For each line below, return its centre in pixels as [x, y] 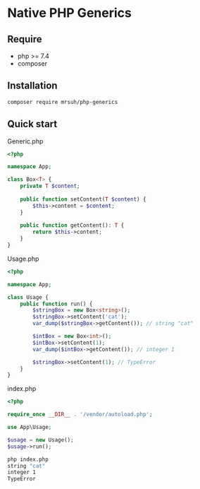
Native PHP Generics [69, 13]
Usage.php [23, 259]
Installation [32, 86]
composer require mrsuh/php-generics [63, 102]
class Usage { [28, 297]
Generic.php [25, 141]
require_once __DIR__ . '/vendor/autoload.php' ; [80, 415]
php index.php [28, 459]
